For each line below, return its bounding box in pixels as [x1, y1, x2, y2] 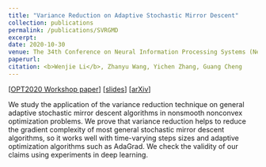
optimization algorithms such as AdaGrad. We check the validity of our [8, 141, 239, 150]
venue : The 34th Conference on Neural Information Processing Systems [8, 48, 246, 56]
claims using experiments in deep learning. [8, 150, 149, 159]
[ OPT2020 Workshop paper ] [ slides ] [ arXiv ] [8, 84, 151, 94]
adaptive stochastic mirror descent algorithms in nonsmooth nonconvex [8, 108, 243, 117]
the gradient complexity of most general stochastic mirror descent [8, 124, 225, 134]
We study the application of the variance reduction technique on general [8, 99, 245, 109]
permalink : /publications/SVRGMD [8, 26, 119, 34]
